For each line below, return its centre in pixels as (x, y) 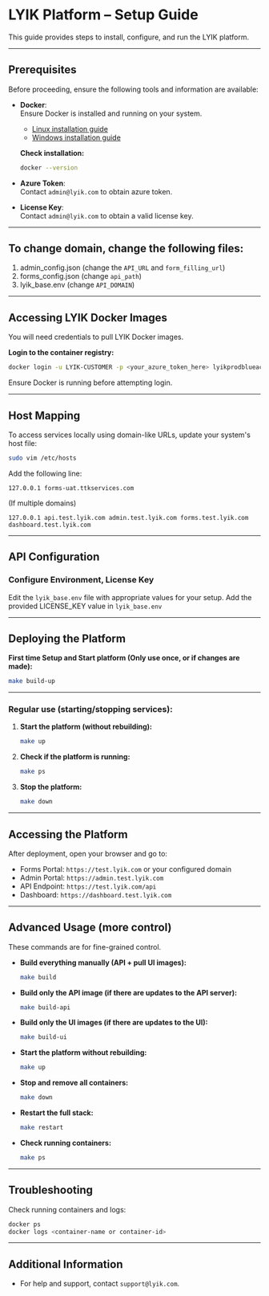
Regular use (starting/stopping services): (91, 709)
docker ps (25, 1224)
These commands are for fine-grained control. (85, 946)
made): (20, 666)
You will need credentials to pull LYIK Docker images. (96, 337)
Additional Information (66, 1264)
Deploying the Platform (67, 638)
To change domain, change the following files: (126, 249)
